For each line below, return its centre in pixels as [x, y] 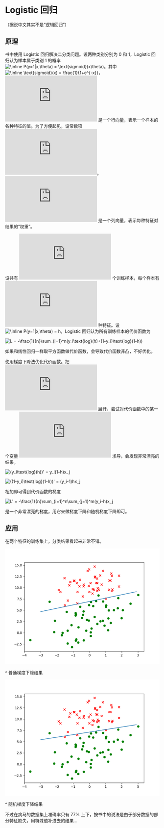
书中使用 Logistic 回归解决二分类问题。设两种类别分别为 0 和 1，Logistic [78, 54]
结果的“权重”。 [20, 226]
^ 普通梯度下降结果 [24, 673]
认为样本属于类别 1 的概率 [35, 60]
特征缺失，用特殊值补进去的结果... [43, 820]
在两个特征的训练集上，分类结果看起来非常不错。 [54, 541]
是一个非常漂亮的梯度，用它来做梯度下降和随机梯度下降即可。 [67, 511]
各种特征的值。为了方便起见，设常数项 [44, 126]
